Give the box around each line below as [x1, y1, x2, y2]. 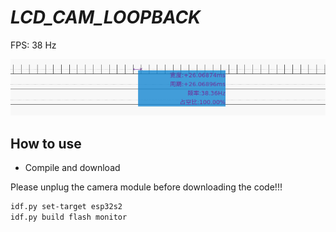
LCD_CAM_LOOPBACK [10, 6, 202, 29]
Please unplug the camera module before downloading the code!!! [10, 181, 283, 193]
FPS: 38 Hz [10, 39, 57, 51]
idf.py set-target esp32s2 [10, 202, 123, 212]
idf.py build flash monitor [10, 212, 128, 223]
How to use [10, 135, 82, 152]
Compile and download [24, 162, 121, 174]
